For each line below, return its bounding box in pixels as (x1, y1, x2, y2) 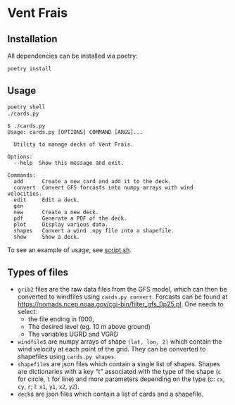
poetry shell (7, 104, 46, 111)
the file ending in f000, (27, 315, 94, 323)
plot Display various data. (13, 221, 109, 228)
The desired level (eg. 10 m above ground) (27, 323, 151, 331)
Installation (7, 33, 58, 45)
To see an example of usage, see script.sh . (7, 246, 132, 254)
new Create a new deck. (13, 209, 99, 216)
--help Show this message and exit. (13, 160, 125, 167)
